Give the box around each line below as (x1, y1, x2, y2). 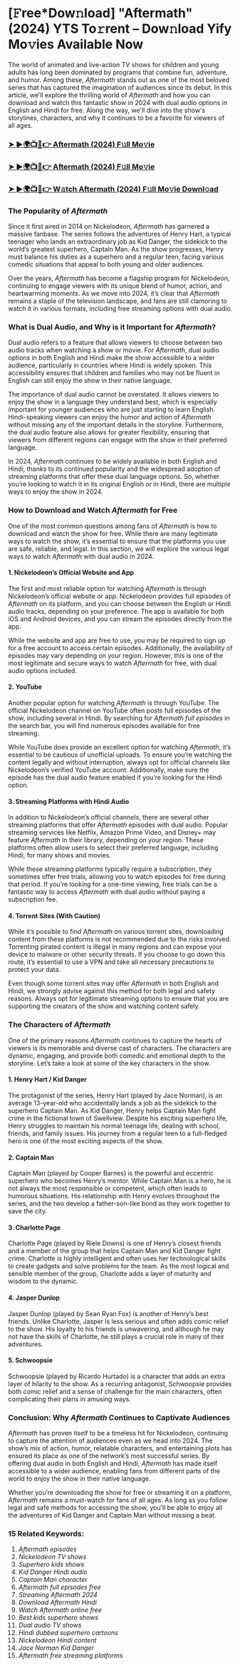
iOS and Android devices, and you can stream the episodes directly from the (8, 614, 232, 623)
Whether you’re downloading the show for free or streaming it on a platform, (8, 1488, 232, 1497)
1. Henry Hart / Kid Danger (8, 1075, 88, 1084)
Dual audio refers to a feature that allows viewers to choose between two (8, 338, 223, 347)
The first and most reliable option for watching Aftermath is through (8, 584, 207, 592)
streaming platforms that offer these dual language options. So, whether (8, 472, 220, 481)
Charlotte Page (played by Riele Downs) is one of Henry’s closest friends (8, 1239, 221, 1248)
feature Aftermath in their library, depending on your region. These (8, 836, 204, 845)
